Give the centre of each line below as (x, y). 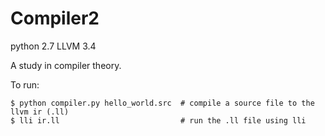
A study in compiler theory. (66, 65)
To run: (25, 84)
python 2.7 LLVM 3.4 (53, 46)
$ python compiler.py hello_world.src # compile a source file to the (162, 103)
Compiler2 (55, 18)
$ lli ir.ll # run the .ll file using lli (158, 120)
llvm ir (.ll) (40, 112)
